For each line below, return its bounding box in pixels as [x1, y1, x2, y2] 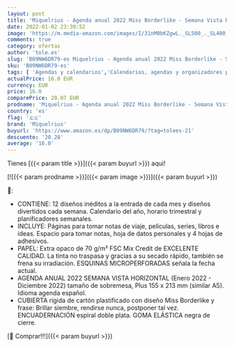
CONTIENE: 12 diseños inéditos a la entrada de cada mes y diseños [17, 200, 211, 208]
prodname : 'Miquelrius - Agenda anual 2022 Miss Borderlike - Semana [7, 101, 214, 108]
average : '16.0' [7, 140, 54, 147]
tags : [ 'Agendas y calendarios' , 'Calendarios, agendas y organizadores [7, 68, 223, 75]
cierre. [17, 318, 37, 327]
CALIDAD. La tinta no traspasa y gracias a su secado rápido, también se [17, 252, 224, 260]
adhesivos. [17, 237, 49, 245]
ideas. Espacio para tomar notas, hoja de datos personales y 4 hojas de [17, 230, 223, 238]
